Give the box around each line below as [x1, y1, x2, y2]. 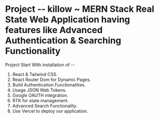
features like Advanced [5, 25, 103, 36]
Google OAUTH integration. [12, 92, 68, 98]
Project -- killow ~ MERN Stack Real [5, 3, 155, 15]
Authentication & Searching [5, 35, 121, 46]
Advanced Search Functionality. [12, 103, 78, 109]
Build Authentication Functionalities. [12, 81, 86, 87]
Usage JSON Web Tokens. [12, 87, 67, 93]
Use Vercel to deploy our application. [12, 108, 88, 114]
